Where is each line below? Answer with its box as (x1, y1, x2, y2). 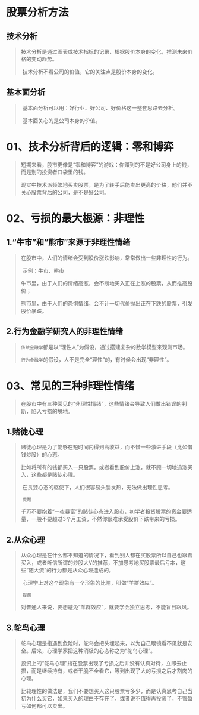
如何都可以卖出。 (26, 702, 68, 709)
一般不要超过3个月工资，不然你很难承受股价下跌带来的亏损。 (31, 516, 181, 523)
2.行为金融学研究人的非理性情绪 (6, 326, 124, 337)
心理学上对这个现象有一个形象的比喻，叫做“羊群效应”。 (22, 580, 157, 587)
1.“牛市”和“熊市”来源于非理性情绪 (6, 237, 131, 248)
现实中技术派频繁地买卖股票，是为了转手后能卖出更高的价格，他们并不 (20, 181, 193, 188)
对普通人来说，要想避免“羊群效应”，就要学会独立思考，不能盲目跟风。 (20, 603, 192, 611)
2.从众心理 (6, 535, 46, 545)
